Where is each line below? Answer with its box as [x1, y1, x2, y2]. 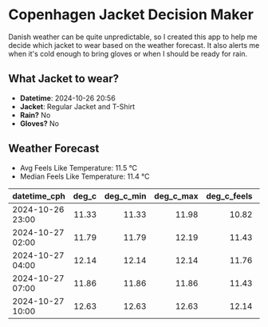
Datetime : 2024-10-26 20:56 [19, 93, 116, 103]
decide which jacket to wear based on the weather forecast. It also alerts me [8, 40, 260, 49]
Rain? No [19, 110, 51, 120]
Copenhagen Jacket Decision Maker [8, 6, 254, 24]
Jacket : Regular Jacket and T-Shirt [19, 101, 136, 111]
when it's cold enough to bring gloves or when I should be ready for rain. [8, 49, 248, 58]
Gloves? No [19, 118, 60, 128]
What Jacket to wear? [8, 72, 120, 85]
